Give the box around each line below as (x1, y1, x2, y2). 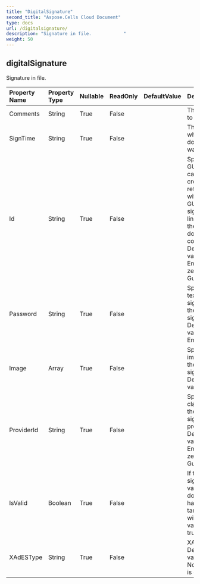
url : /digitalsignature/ (6, 25, 68, 32)
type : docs (6, 20, 33, 26)
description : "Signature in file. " (6, 31, 127, 37)
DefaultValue (143, 92, 182, 100)
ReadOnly (109, 92, 138, 100)
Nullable (79, 92, 104, 100)
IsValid (9, 498, 28, 507)
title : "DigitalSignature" (6, 8, 73, 15)
